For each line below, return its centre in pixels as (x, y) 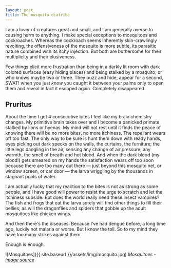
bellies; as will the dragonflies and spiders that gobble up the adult (76, 209)
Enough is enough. (25, 244)
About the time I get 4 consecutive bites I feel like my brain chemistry (79, 117)
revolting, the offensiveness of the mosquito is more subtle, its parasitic (81, 46)
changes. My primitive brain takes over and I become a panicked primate (82, 122)
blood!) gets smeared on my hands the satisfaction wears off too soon (80, 160)
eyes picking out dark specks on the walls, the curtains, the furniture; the (83, 144)
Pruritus (19, 104)
